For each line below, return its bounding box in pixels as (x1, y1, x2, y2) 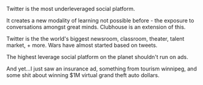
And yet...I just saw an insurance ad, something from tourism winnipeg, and (6, 65, 197, 72)
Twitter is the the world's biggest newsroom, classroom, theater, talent (6, 35, 185, 42)
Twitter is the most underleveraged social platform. (6, 5, 136, 12)
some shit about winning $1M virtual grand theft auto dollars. (6, 72, 159, 78)
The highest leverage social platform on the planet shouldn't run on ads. (6, 53, 188, 60)
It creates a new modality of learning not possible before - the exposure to (6, 17, 194, 24)
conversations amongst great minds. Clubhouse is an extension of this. (6, 24, 186, 30)
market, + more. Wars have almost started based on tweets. (6, 42, 158, 49)
